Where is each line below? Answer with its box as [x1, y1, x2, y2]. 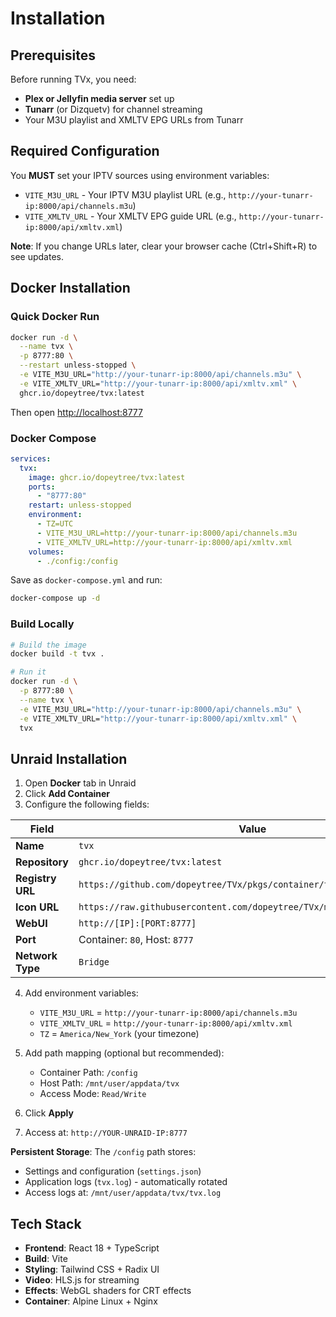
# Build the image [10, 640, 87, 650]
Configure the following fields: [24, 798, 150, 811]
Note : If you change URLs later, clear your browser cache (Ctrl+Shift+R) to [10, 240, 318, 252]
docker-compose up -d [10, 593, 101, 604]
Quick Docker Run [10, 310, 100, 324]
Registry [15, 872, 57, 886]
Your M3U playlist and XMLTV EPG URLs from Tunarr [24, 114, 244, 126]
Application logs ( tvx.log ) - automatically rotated [24, 1176, 228, 1188]
